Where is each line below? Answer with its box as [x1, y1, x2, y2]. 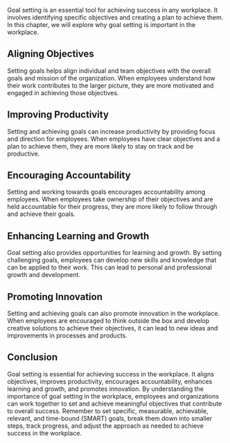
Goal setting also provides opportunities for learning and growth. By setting [7, 249, 222, 257]
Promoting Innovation [7, 291, 103, 303]
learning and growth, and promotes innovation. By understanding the [7, 385, 204, 393]
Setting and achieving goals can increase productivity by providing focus [7, 127, 216, 135]
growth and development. [7, 271, 81, 279]
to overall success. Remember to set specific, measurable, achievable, [7, 406, 209, 415]
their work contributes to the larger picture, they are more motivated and [7, 81, 214, 90]
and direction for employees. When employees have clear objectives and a [7, 135, 220, 143]
